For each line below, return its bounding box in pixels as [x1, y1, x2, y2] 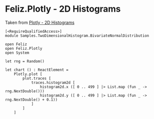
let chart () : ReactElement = [5, 67, 69, 72]
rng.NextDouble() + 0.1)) [5, 97, 58, 102]
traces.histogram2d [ [31, 80, 76, 85]
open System [5, 50, 29, 55]
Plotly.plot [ [14, 72, 42, 77]
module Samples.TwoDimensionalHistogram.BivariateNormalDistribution [5, 33, 150, 38]
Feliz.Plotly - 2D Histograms [5, 3, 121, 15]
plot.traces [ [22, 76, 51, 81]
